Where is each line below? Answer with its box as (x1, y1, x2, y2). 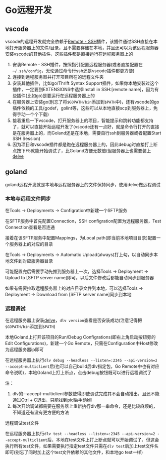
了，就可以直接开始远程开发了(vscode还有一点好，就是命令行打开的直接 (12, 124, 160, 129)
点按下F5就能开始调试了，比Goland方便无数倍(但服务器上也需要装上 (12, 148, 151, 153)
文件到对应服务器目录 (9, 258, 53, 264)
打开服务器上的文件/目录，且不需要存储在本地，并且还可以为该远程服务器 (9, 45, 159, 50)
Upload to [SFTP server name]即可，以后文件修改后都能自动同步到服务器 (5, 275, 154, 281)
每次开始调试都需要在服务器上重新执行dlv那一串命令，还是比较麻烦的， (12, 403, 158, 409)
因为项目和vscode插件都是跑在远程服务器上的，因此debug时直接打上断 (12, 141, 158, 147)
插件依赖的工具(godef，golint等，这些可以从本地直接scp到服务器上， (12, 105, 154, 111)
